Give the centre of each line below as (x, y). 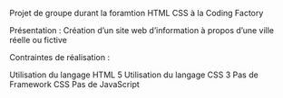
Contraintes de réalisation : (60, 57)
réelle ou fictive (39, 40)
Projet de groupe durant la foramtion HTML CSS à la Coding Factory (137, 13)
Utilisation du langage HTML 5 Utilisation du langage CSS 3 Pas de (134, 75)
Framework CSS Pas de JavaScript (75, 84)
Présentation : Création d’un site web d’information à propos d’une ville (142, 30)
